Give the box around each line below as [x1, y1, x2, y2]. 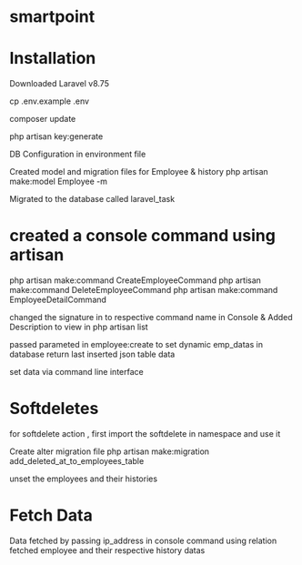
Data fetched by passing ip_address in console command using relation [9, 535, 277, 546]
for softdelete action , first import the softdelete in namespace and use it [9, 429, 281, 439]
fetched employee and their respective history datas [9, 544, 206, 556]
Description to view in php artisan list [9, 321, 148, 333]
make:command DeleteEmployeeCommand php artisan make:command [9, 285, 278, 296]
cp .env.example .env [9, 96, 89, 106]
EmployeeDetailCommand [9, 294, 107, 306]
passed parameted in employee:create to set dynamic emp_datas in [9, 339, 264, 350]
